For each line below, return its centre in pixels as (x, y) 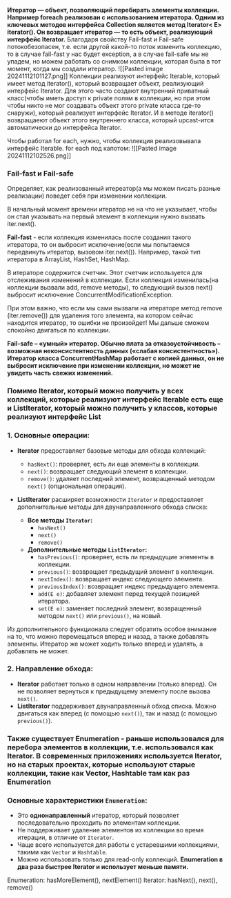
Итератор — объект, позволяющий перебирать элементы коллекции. (113, 10)
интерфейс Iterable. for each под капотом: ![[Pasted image (92, 148)
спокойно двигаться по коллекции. (59, 330)
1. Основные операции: (49, 436)
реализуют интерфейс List (54, 417)
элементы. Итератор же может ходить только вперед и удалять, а (105, 644)
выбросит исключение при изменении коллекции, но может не (104, 366)
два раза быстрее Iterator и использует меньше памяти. (103, 867)
